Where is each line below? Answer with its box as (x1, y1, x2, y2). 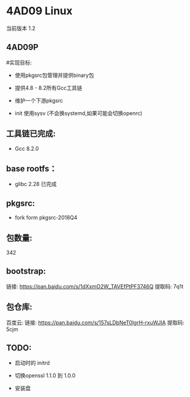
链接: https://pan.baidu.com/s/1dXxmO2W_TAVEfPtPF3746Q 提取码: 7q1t (6, 283, 184, 290)
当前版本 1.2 (6, 24, 36, 32)
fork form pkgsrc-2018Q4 (14, 214, 78, 221)
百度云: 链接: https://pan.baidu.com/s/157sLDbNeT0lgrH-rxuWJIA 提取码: (6, 319, 185, 326)
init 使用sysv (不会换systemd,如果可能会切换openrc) (14, 109, 142, 117)
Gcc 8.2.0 (14, 145, 39, 152)
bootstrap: (6, 266, 46, 277)
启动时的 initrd (14, 359, 50, 367)
